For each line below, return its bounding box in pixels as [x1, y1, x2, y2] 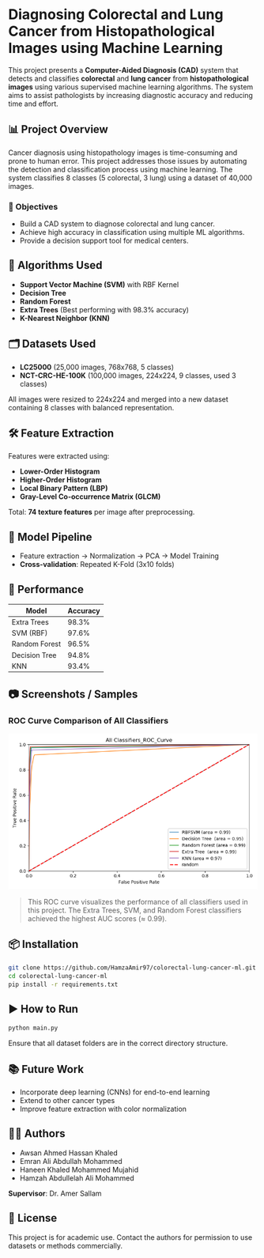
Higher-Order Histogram [19, 475, 102, 485]
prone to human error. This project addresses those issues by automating [8, 156, 247, 165]
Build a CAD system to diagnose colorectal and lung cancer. [19, 219, 215, 229]
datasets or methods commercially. [8, 1241, 123, 1250]
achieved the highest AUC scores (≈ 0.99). [27, 914, 168, 924]
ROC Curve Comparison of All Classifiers [8, 715, 168, 726]
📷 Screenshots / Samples [8, 687, 138, 701]
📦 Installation [8, 938, 79, 951]
